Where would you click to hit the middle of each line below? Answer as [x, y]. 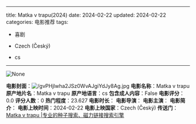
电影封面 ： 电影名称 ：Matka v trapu [98, 86]
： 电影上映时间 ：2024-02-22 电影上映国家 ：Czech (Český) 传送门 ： [95, 108]
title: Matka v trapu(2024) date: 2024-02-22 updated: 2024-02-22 [86, 15]
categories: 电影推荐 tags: [37, 22]
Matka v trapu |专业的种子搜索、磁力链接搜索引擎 [65, 115]
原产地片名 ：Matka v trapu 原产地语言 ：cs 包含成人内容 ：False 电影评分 [93, 93]
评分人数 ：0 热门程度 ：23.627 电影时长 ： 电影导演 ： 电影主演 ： [92, 100]
